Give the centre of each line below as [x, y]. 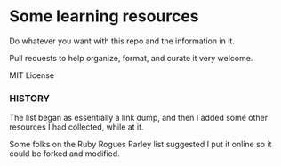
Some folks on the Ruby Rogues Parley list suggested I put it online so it [140, 145]
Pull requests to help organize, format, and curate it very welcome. [131, 58]
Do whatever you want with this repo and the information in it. [122, 41]
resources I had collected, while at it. [76, 127]
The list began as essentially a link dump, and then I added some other [139, 118]
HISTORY [30, 98]
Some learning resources [104, 16]
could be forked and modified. [64, 154]
